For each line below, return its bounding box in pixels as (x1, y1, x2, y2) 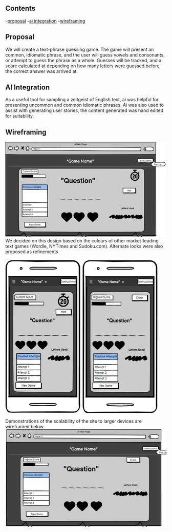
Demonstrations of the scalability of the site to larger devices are (5, 418, 142, 424)
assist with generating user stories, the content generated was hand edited (5, 107, 164, 113)
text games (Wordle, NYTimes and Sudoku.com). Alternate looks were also (5, 243, 163, 249)
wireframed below (5, 423, 44, 429)
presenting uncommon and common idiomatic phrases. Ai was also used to (5, 102, 164, 108)
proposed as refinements (5, 249, 58, 255)
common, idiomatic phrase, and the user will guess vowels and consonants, (5, 51, 165, 58)
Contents (5, 4, 36, 13)
